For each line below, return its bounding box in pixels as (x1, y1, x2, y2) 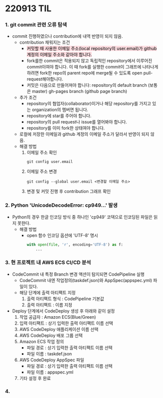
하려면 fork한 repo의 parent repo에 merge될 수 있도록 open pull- (26, 70, 153, 76)
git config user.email (26, 160, 73, 164)
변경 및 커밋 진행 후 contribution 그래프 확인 (26, 188, 111, 194)
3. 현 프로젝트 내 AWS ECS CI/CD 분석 (5, 259, 91, 266)
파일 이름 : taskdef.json (26, 351, 72, 356)
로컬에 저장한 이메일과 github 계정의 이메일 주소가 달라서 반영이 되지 (19, 131, 150, 137)
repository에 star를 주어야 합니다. (26, 113, 92, 119)
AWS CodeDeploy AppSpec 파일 (19, 357, 84, 363)
